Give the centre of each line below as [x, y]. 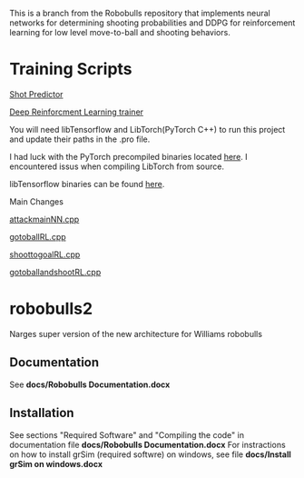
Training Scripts [71, 70]
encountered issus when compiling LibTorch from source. [117, 166]
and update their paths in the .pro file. [80, 139]
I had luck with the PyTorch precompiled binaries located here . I [128, 156]
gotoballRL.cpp [38, 236]
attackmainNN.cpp [44, 219]
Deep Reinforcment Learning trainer [76, 112]
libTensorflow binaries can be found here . [87, 184]
